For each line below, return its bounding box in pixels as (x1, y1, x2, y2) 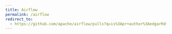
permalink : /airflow (5, 12, 50, 17)
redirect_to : (5, 16, 33, 21)
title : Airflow (5, 7, 38, 12)
